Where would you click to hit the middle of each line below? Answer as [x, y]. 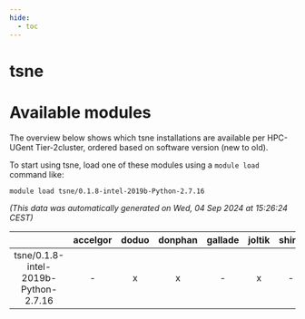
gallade [223, 239]
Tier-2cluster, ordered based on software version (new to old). [152, 147]
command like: [37, 174]
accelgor [93, 239]
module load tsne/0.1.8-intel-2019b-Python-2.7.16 [107, 191]
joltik [259, 239]
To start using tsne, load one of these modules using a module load [135, 165]
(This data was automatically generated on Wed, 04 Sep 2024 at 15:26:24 [149, 208]
